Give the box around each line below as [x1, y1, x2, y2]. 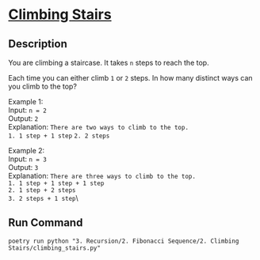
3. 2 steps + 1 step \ [8, 194, 79, 202]
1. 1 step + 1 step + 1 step [8, 179, 105, 187]
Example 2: [8, 146, 45, 155]
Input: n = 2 [8, 105, 48, 115]
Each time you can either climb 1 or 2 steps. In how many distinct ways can [8, 73, 253, 82]
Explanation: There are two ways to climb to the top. [8, 122, 189, 131]
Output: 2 [8, 114, 39, 123]
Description [8, 37, 67, 51]
